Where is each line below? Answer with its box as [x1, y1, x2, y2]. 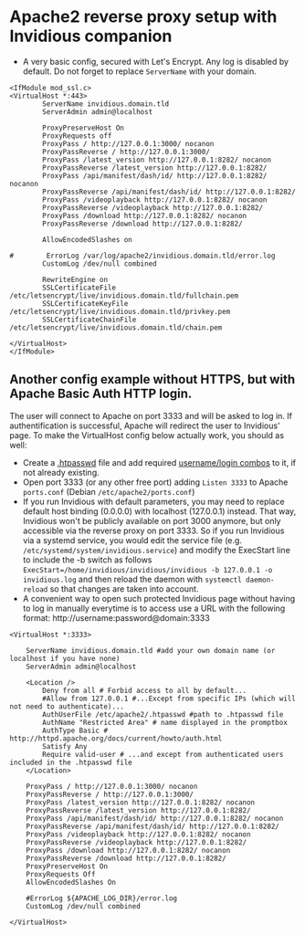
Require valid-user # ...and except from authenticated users [42, 750, 284, 759]
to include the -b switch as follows [22, 554, 152, 565]
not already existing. [22, 467, 100, 478]
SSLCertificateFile [42, 283, 117, 292]
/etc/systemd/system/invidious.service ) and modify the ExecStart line [22, 544, 290, 555]
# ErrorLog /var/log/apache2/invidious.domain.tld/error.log [9, 251, 276, 260]
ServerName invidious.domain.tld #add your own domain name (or [26, 646, 276, 655]
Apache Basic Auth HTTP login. [9, 386, 193, 402]
